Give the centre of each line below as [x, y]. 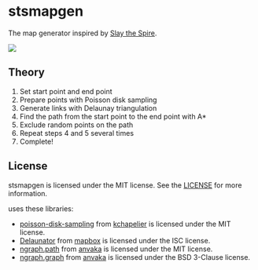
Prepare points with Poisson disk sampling [88, 100]
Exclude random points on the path [76, 125]
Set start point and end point [66, 91]
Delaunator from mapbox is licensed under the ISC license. [115, 240]
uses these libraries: [41, 208]
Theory [27, 73]
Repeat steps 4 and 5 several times [77, 133]
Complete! [36, 141]
